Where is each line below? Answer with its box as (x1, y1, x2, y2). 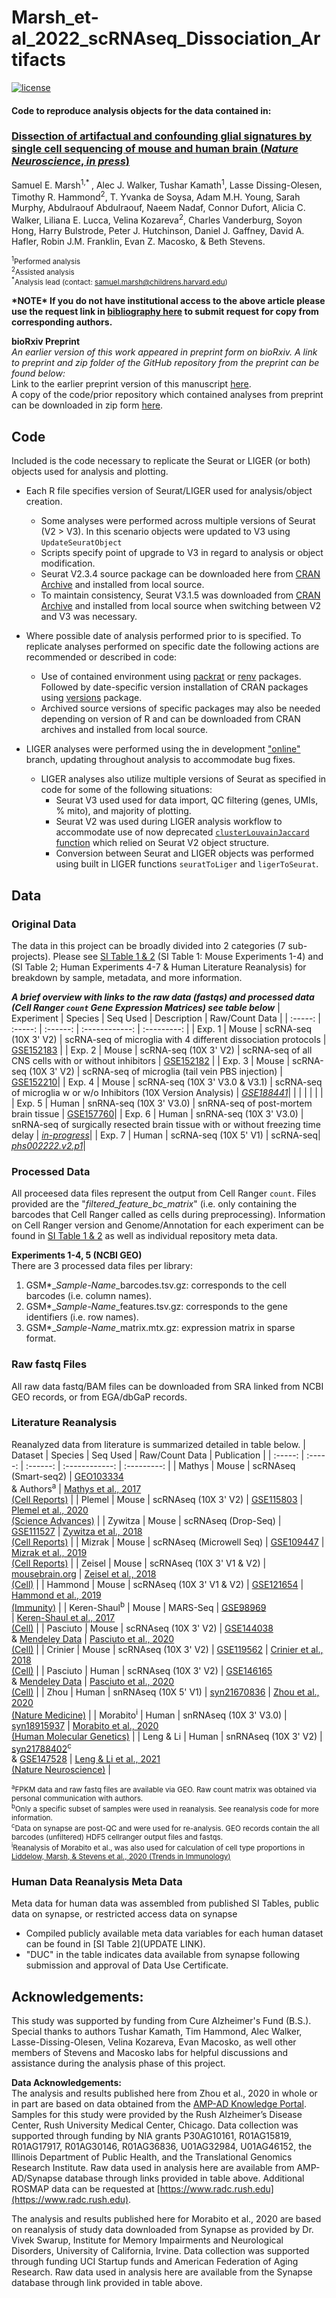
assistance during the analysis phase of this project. (11, 2057, 226, 2070)
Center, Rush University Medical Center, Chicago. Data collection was (11, 2119, 299, 2131)
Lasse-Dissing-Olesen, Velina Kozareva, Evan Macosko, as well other (11, 2036, 297, 2048)
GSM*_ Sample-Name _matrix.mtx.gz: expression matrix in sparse (25, 1322, 296, 1334)
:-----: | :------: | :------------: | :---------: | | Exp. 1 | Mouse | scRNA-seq (11, 1022, 312, 1035)
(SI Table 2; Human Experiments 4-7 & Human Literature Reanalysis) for (11, 961, 307, 973)
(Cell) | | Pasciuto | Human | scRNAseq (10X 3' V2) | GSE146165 (11, 1665, 273, 1677)
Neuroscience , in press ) (11, 154, 130, 168)
